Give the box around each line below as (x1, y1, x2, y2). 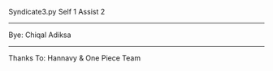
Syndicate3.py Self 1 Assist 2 (8, 7, 106, 16)
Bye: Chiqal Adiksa (8, 30, 71, 40)
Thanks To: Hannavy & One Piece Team (8, 53, 141, 63)
